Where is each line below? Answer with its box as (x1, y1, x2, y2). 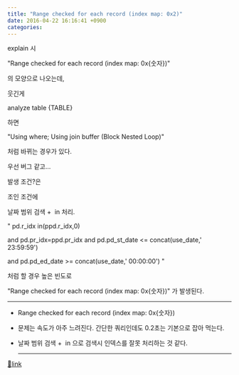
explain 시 (7, 44, 36, 53)
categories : (7, 23, 43, 31)
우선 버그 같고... (7, 162, 51, 171)
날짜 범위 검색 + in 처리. (7, 208, 75, 216)
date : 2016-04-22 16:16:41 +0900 (7, 17, 107, 24)
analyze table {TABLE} (7, 104, 73, 112)
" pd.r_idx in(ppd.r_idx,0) (7, 222, 80, 231)
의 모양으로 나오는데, (7, 74, 65, 83)
